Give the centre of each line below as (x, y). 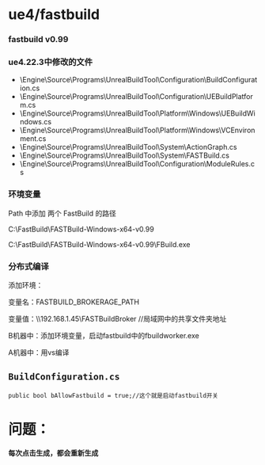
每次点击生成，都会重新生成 (53, 452)
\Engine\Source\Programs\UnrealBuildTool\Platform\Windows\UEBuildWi (137, 113)
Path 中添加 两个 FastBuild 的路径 (62, 213)
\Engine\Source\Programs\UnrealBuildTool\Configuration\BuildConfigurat (138, 80)
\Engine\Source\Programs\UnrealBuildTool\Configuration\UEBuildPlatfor (136, 97)
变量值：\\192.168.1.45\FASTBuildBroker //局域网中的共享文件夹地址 (117, 319)
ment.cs (33, 139)
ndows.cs (36, 122)
